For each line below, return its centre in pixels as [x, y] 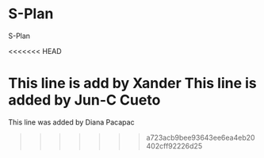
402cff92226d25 [174, 146]
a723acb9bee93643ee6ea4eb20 [201, 137]
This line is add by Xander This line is [133, 83]
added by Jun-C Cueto [84, 100]
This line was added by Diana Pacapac [71, 122]
